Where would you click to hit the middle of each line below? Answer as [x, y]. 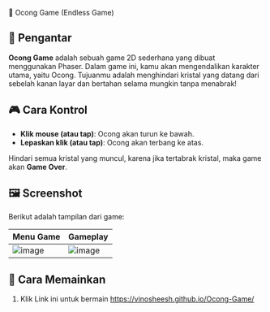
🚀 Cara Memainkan [57, 279]
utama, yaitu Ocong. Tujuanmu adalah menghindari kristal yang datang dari [134, 75]
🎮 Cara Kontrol [48, 110]
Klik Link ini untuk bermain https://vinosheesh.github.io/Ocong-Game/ [137, 299]
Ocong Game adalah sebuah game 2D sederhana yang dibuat [112, 58]
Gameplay [88, 237]
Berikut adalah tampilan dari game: [66, 217]
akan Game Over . [38, 167]
